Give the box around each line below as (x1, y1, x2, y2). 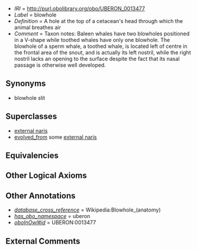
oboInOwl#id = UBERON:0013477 (14, 219, 96, 226)
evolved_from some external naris (14, 133, 97, 141)
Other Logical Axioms (5, 171, 87, 181)
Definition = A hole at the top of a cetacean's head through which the (14, 18, 183, 24)
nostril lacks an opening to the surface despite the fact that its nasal (14, 56, 180, 62)
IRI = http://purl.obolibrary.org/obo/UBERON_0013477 (14, 5, 146, 12)
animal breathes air (14, 24, 62, 31)
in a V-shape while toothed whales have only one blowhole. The (14, 37, 170, 43)
